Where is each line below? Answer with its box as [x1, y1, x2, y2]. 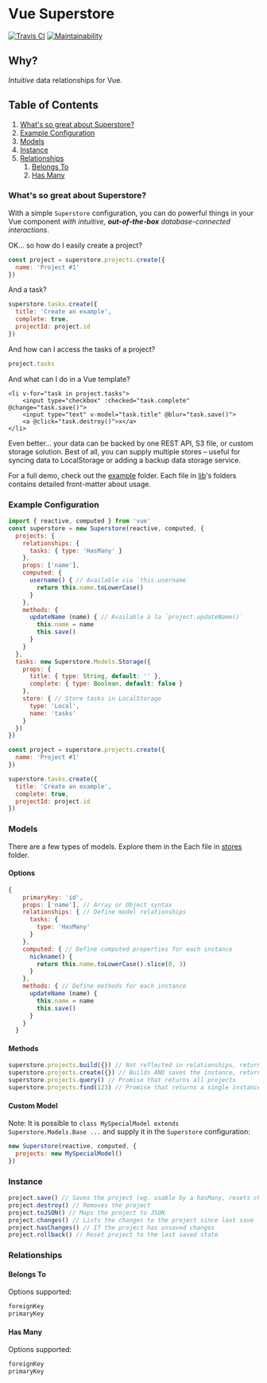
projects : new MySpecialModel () [15, 1150, 123, 1158]
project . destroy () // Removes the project [8, 1201, 151, 1210]
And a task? [8, 285, 47, 294]
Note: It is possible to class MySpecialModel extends [8, 1119, 180, 1128]
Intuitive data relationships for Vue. [8, 75, 123, 84]
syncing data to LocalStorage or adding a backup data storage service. [8, 455, 241, 465]
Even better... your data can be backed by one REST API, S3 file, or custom [8, 438, 254, 448]
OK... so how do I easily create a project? [8, 240, 143, 250]
